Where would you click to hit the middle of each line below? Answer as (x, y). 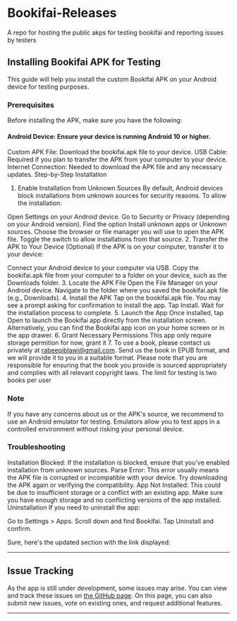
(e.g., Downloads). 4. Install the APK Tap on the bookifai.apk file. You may (114, 298)
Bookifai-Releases (62, 13)
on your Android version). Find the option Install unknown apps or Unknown (117, 224)
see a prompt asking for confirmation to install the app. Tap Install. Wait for (116, 305)
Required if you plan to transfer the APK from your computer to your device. (117, 159)
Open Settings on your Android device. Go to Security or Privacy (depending (119, 217)
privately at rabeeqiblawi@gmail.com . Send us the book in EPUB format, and (119, 350)
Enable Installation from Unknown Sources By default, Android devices (120, 188)
